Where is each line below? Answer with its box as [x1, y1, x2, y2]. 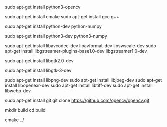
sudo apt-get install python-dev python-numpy [5, 23, 102, 29]
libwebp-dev [5, 88, 31, 94]
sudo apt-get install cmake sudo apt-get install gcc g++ [5, 14, 120, 19]
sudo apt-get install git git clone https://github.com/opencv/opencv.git [5, 97, 150, 103]
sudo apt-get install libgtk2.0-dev [5, 58, 74, 64]
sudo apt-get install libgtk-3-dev [5, 67, 72, 73]
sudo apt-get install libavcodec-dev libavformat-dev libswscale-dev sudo [5, 43, 156, 49]
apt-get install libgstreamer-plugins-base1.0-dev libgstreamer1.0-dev [5, 48, 147, 54]
